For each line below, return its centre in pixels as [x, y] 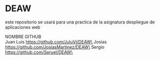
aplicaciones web [23, 27]
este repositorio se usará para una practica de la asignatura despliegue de [80, 22]
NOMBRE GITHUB [23, 37]
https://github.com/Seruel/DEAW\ [39, 52]
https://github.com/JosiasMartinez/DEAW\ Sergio [55, 47]
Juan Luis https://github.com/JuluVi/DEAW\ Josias [56, 41]
